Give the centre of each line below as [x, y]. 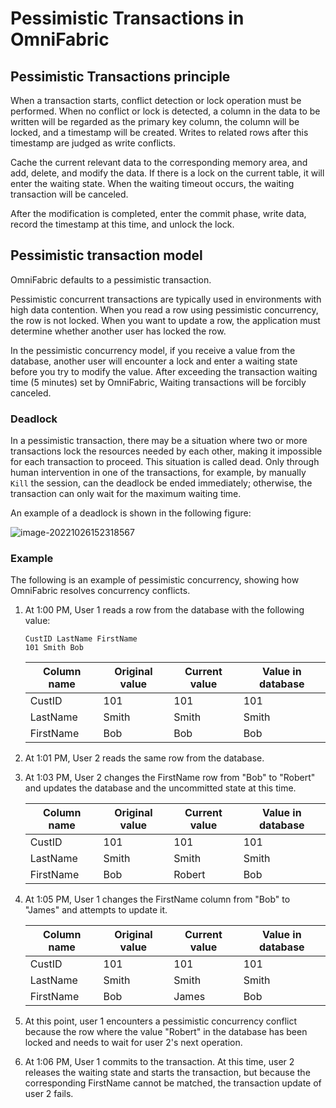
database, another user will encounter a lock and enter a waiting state [154, 361]
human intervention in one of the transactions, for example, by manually [158, 473]
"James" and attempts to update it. [96, 910]
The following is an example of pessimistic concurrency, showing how [155, 580]
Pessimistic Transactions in [127, 18]
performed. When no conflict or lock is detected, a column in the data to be [165, 111]
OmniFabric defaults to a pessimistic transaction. [111, 279]
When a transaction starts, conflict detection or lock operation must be [156, 100]
